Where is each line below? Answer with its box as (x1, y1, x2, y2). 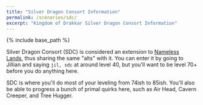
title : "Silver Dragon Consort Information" (6, 8, 121, 15)
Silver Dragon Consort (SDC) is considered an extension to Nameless (6, 48, 180, 56)
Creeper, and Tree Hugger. (6, 92, 73, 100)
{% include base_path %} (6, 37, 70, 44)
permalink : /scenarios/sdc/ (6, 14, 78, 21)
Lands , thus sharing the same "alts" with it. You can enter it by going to (6, 55, 184, 62)
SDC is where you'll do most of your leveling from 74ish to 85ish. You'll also (6, 79, 195, 86)
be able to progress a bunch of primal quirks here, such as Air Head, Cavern (6, 86, 197, 93)
